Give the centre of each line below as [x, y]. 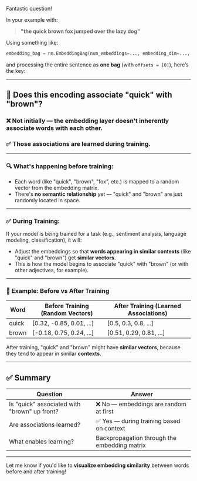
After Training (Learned [148, 306]
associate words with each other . [54, 128]
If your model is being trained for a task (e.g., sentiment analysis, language [96, 234]
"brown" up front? [34, 412]
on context [111, 429]
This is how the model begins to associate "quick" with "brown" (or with [101, 264]
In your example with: [32, 20]
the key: [16, 71]
